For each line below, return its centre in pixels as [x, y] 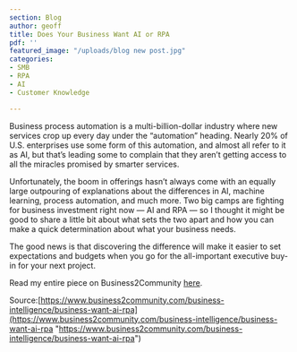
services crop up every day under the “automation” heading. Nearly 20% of [148, 135]
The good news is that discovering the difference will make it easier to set [145, 246]
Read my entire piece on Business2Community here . [106, 282]
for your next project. [57, 265]
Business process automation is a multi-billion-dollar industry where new [144, 125]
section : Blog [36, 17]
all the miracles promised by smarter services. [94, 164]
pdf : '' [24, 43]
